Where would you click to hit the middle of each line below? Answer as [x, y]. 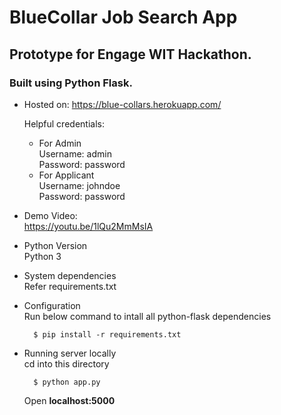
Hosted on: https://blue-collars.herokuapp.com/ [122, 104]
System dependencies [70, 275]
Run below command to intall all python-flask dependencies [147, 316]
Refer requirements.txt [70, 286]
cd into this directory [66, 363]
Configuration [52, 305]
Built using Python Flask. [71, 83]
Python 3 [42, 256]
